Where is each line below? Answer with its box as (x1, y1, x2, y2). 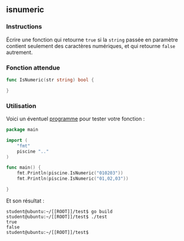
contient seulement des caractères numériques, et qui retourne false (6, 42, 176, 49)
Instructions (6, 23, 43, 31)
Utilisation (6, 102, 37, 110)
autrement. (6, 49, 33, 56)
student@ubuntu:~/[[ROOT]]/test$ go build (6, 208, 113, 214)
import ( (6, 137, 28, 143)
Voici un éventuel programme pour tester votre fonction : (6, 115, 145, 122)
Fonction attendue (6, 64, 61, 72)
